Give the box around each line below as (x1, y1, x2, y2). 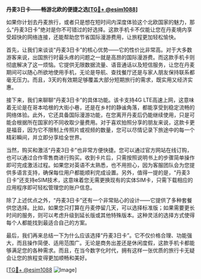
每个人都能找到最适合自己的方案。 (6, 219, 90, 226)
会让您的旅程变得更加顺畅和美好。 (6, 254, 90, 261)
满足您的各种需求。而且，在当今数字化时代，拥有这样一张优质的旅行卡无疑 (11, 247, 195, 254)
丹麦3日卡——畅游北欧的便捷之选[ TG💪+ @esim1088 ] (6, 6, 138, 13)
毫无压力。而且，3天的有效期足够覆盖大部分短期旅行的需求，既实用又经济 (6, 76, 188, 83)
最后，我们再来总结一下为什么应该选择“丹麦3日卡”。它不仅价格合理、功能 (6, 232, 187, 239)
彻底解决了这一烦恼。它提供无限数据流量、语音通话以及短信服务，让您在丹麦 (6, 61, 195, 68)
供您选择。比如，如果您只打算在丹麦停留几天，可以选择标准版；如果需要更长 (6, 204, 195, 211)
